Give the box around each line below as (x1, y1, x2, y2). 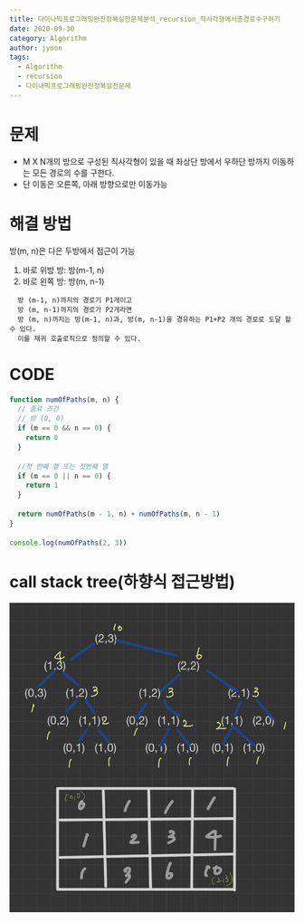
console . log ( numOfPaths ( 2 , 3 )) (9, 538, 128, 547)
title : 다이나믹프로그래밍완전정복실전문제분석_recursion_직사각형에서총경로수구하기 (9, 14, 280, 24)
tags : (9, 52, 30, 62)
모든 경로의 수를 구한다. (32, 167, 115, 178)
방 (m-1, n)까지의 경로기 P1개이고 (17, 295, 133, 305)
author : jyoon (9, 43, 63, 52)
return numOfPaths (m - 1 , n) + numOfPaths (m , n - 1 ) (17, 509, 221, 519)
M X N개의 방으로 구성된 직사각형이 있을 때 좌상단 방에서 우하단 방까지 (22, 156, 271, 166)
